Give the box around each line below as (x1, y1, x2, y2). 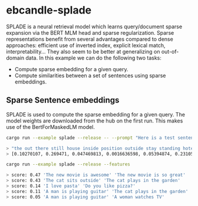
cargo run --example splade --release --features (6, 161, 131, 168)
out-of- (161, 48, 179, 55)
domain (6, 54, 25, 61)
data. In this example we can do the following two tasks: (25, 54, 162, 61)
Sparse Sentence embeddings (6, 95, 120, 105)
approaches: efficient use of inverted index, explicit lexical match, (6, 42, 166, 49)
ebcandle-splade (6, 4, 92, 17)
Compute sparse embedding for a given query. (14, 65, 128, 72)
